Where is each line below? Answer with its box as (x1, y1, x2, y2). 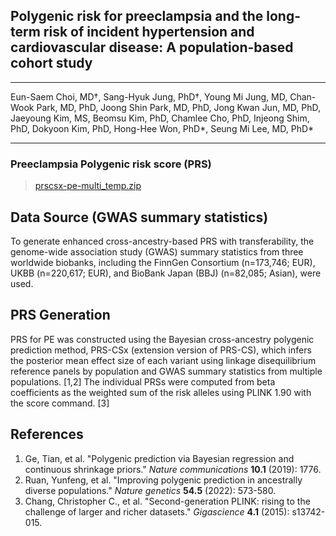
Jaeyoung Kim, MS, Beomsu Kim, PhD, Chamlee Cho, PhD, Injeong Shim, (10, 112, 310, 124)
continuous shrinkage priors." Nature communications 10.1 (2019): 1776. (24, 463, 322, 475)
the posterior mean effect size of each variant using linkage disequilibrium (10, 354, 317, 366)
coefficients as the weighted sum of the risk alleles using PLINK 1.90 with (10, 386, 312, 398)
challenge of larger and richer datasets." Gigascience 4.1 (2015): (24, 505, 290, 518)
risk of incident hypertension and (43, 24, 255, 41)
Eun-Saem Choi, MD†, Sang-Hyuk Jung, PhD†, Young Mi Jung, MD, (10, 90, 288, 103)
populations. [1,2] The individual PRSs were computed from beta (10, 375, 276, 388)
